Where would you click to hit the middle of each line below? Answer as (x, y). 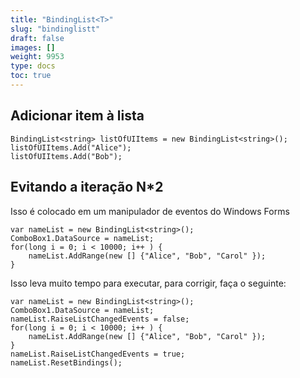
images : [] (33, 47)
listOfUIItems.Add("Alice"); (71, 147)
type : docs (33, 66)
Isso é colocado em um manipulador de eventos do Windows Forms (150, 211)
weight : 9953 (37, 57)
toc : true (31, 76)
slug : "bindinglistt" (55, 29)
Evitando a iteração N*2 (87, 187)
